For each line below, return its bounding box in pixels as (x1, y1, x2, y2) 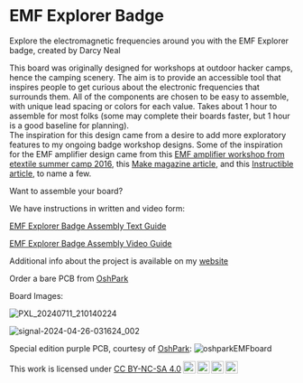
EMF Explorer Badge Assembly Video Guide (9, 238, 173, 248)
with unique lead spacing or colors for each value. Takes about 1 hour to (9, 100, 278, 111)
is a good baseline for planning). (9, 119, 129, 131)
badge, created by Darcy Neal (9, 44, 121, 55)
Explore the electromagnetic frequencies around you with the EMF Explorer (9, 35, 289, 46)
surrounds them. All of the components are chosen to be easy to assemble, (9, 91, 289, 102)
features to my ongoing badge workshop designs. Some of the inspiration (9, 139, 283, 150)
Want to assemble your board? (9, 185, 124, 196)
